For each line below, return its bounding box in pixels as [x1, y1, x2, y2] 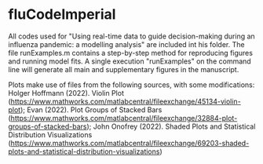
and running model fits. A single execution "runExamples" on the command [8, 56, 251, 66]
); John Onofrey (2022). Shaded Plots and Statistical [86, 122, 256, 131]
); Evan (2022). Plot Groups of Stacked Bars [20, 104, 163, 115]
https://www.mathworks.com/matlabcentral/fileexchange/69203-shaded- [10, 138, 250, 148]
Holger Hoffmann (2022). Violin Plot [8, 88, 124, 97]
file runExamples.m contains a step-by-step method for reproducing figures [8, 48, 254, 57]
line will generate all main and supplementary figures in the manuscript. [8, 64, 239, 74]
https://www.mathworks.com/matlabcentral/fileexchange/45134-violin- [10, 97, 241, 106]
